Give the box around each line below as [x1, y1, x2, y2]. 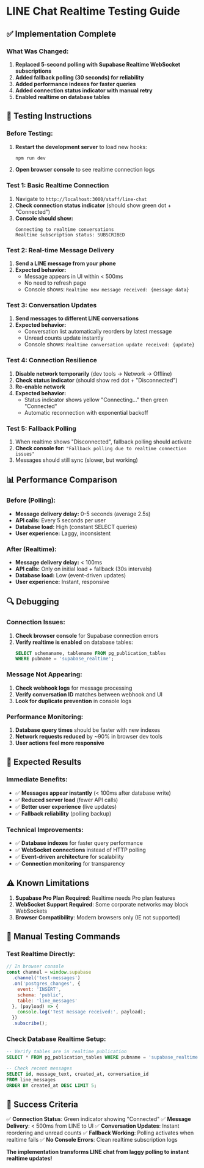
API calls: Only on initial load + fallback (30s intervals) [15, 565, 152, 572]
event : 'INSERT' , [17, 986, 62, 992]
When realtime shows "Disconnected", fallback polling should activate [15, 438, 192, 445]
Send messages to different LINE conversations [15, 315, 139, 322]
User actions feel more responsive [15, 739, 105, 746]
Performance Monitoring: [6, 712, 84, 721]
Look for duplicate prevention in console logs [15, 697, 132, 704]
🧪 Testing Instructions [6, 111, 92, 122]
